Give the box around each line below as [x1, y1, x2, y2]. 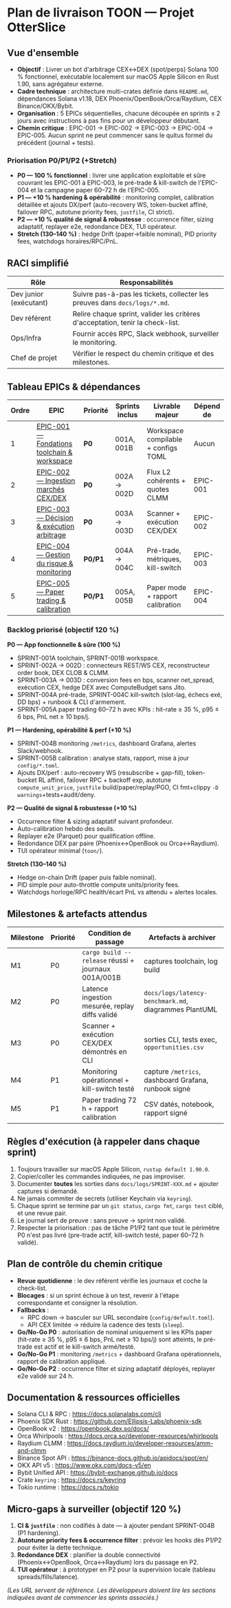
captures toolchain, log [144, 956, 218, 966]
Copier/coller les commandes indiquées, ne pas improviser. [16, 1172, 186, 1180]
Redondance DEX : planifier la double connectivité [16, 1551, 161, 1559]
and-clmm [16, 1447, 47, 1455]
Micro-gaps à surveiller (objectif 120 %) [7, 1503, 181, 1515]
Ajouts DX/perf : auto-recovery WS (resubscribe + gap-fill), [16, 769, 186, 777]
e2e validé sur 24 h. [16, 1371, 74, 1380]
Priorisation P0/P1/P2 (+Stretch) [7, 155, 117, 165]
